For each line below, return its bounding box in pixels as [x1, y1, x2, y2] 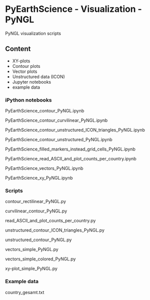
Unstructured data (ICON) [12, 73, 65, 80]
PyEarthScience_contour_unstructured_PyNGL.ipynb [5, 137, 113, 143]
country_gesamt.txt [5, 289, 45, 295]
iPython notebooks [5, 97, 52, 103]
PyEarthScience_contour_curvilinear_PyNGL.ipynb [5, 117, 108, 123]
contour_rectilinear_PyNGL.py [5, 199, 66, 204]
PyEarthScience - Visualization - [5, 3, 142, 15]
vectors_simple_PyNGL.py [5, 247, 58, 252]
